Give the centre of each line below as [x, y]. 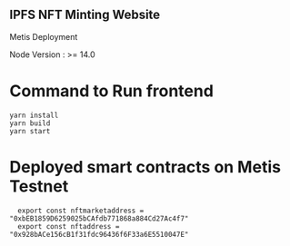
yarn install [34, 115]
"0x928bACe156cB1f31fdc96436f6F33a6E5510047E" [99, 234]
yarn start [30, 131]
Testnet [39, 186]
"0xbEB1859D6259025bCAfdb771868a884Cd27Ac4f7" [99, 218]
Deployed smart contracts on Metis [145, 167]
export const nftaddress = [69, 226]
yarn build [30, 123]
